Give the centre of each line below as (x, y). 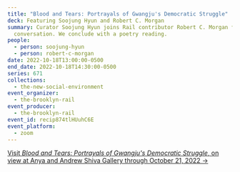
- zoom (24, 133)
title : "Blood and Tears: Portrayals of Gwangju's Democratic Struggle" (118, 14)
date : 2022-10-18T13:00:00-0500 (55, 60)
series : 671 (25, 73)
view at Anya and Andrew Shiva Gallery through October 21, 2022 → (108, 161)
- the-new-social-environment (59, 87)
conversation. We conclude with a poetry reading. (91, 34)
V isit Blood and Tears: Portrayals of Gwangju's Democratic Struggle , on (113, 153)
